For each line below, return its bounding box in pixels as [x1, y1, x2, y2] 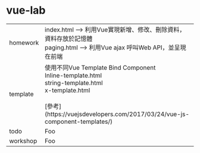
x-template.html [44, 86, 90, 94]
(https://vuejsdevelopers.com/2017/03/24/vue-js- [44, 110, 189, 118]
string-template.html [44, 79, 103, 87]
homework [9, 38, 39, 46]
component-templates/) [44, 117, 113, 126]
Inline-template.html [44, 71, 102, 79]
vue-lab [6, 4, 46, 17]
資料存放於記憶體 [44, 34, 93, 42]
